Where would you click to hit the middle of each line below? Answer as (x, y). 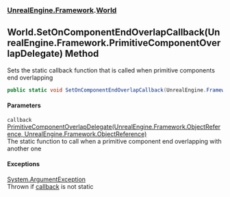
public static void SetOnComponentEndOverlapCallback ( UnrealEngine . (107, 90)
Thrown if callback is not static (50, 187)
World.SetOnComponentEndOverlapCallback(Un (114, 32)
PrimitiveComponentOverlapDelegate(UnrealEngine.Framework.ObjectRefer (114, 127)
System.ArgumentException (47, 179)
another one (24, 148)
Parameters (24, 105)
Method (82, 54)
